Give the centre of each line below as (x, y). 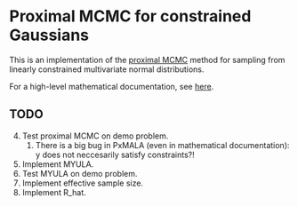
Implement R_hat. (54, 192)
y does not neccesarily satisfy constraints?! (115, 154)
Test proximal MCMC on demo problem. (95, 136)
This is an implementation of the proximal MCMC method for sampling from (147, 59)
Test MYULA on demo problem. (80, 173)
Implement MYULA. (58, 164)
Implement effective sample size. (83, 183)
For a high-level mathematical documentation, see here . (112, 86)
